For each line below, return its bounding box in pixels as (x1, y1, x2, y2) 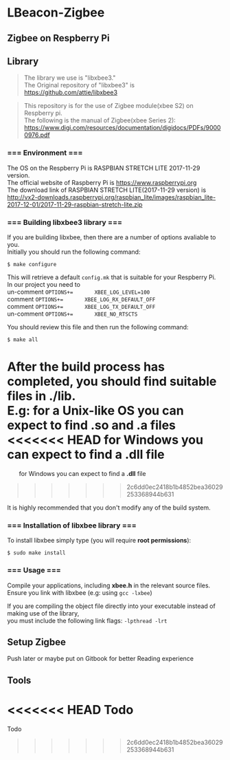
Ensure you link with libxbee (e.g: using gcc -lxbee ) (7, 588, 152, 596)
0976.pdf (23, 131, 50, 139)
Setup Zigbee (7, 636, 67, 648)
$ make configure (7, 261, 57, 268)
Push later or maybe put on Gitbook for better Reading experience (7, 655, 194, 663)
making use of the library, (7, 609, 80, 617)
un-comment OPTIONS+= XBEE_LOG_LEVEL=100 (7, 287, 150, 296)
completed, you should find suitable (7, 373, 217, 389)
